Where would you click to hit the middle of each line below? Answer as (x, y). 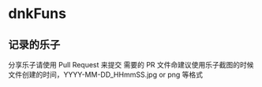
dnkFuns (37, 14)
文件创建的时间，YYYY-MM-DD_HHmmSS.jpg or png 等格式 (106, 74)
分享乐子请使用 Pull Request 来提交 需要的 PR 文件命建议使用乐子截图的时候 (131, 65)
